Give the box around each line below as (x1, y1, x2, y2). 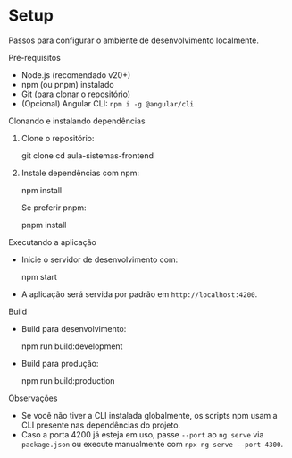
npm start (21, 271, 57, 282)
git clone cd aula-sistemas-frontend (21, 149, 154, 161)
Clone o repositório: (21, 132, 95, 143)
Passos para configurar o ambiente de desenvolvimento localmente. (8, 35, 260, 46)
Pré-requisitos (8, 52, 62, 63)
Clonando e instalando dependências (8, 115, 146, 126)
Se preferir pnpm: (21, 202, 87, 213)
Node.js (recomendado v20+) (21, 69, 131, 81)
